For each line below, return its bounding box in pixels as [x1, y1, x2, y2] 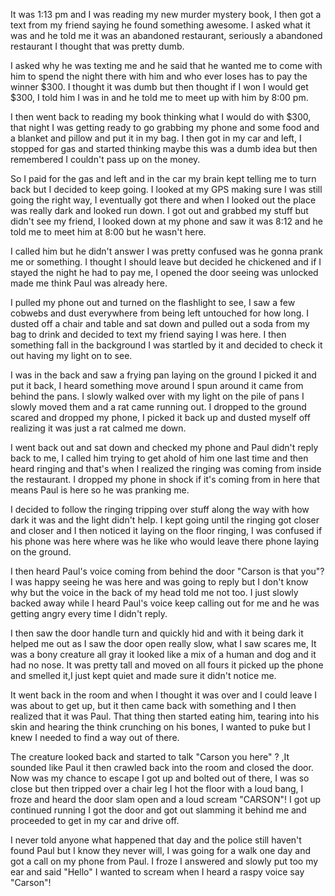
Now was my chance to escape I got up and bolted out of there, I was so [10, 772, 310, 784]
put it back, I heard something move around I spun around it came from [10, 380, 304, 391]
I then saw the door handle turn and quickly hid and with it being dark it [10, 627, 304, 639]
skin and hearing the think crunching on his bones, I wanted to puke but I [10, 721, 311, 733]
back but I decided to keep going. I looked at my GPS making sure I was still [10, 184, 323, 195]
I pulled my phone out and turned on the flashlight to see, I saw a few [10, 297, 296, 308]
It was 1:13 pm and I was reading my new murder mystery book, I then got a [10, 9, 322, 20]
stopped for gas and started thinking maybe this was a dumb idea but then [10, 143, 318, 154]
